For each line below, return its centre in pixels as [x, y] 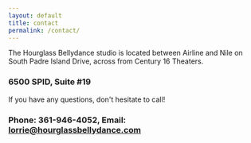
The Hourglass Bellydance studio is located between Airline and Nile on [125, 53]
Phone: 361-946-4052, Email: [67, 120]
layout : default [35, 15]
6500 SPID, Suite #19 [50, 82]
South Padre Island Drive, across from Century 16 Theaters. [106, 61]
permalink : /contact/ [44, 30]
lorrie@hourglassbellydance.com [75, 129]
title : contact [33, 23]
